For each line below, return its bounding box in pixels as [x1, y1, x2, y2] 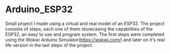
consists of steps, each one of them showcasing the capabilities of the [5, 25, 153, 32]
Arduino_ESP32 [5, 4, 73, 15]
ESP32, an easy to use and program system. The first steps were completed [5, 31, 165, 37]
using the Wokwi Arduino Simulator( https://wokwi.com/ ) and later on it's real [5, 37, 165, 43]
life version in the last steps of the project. [5, 42, 93, 48]
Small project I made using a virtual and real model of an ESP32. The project [5, 20, 165, 26]
